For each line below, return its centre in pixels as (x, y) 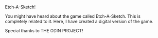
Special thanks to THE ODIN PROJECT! (44, 31)
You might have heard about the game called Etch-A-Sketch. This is (73, 16)
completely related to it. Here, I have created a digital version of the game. (79, 21)
